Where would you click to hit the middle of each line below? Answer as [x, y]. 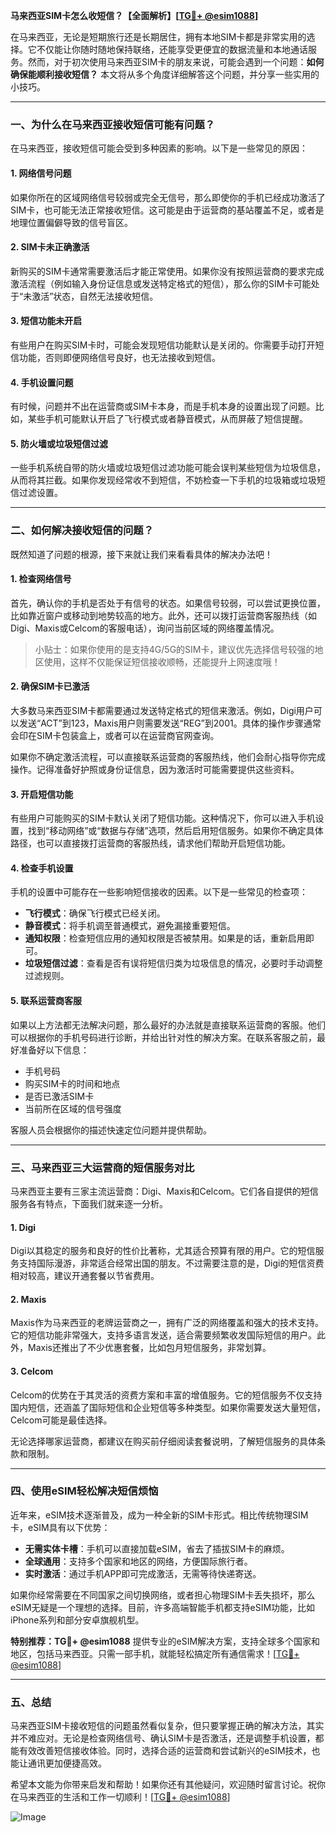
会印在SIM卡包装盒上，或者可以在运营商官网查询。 [115, 736]
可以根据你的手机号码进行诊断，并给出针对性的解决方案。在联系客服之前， [163, 1037]
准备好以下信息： [54, 1050]
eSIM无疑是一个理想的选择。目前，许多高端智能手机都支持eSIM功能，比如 [163, 1607]
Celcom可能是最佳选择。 [61, 1420]
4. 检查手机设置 [42, 868]
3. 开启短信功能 [42, 794]
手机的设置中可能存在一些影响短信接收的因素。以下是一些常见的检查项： [159, 892]
